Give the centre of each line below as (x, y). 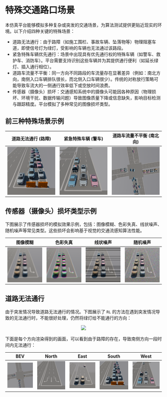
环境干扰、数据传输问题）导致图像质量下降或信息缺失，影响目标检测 (91, 98)
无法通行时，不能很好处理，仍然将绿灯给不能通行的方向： (73, 318)
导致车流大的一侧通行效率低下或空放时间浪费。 (65, 85)
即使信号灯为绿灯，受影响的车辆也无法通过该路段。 (73, 48)
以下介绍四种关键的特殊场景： (44, 31)
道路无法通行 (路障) (31, 139)
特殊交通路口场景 (40, 10)
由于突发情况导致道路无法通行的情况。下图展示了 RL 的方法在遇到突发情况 (81, 311)
